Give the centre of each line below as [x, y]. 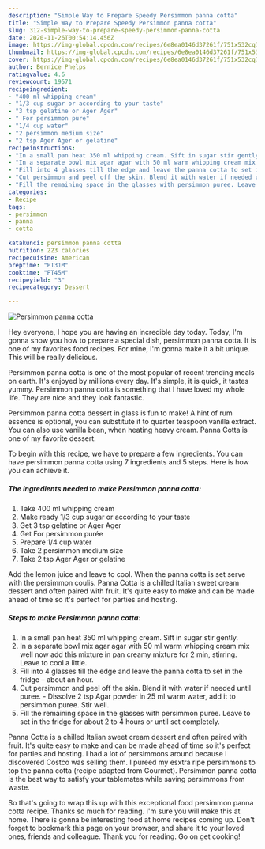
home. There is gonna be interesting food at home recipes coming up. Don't [131, 820]
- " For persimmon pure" [49, 119]
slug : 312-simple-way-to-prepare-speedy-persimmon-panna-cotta [114, 30]
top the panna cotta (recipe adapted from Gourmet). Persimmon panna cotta [132, 771]
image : [19, 45]
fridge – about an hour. [57, 680]
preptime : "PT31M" [38, 265]
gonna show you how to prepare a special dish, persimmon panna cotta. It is [132, 340]
